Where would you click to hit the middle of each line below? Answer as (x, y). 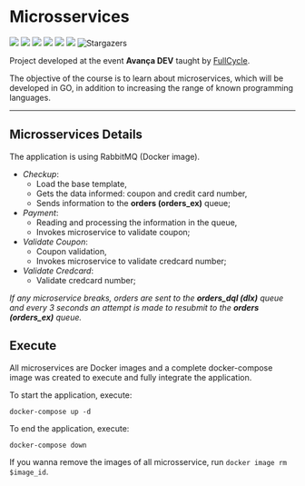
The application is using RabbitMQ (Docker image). (105, 156)
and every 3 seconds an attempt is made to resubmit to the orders (134, 307)
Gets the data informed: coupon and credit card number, (142, 193)
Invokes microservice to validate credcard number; (131, 261)
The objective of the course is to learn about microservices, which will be (147, 78)
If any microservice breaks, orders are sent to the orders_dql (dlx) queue (147, 298)
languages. (30, 97)
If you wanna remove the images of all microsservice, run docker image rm (148, 461)
